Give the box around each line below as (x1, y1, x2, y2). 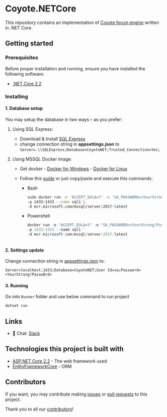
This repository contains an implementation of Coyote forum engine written (5, 19, 159, 25)
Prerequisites (5, 54, 38, 61)
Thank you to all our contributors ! (5, 406, 74, 412)
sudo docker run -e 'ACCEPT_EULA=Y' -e (27, 195, 110, 200)
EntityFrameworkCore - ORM (12, 363, 72, 369)
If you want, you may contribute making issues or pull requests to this (5, 391, 148, 397)
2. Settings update (5, 247, 44, 253)
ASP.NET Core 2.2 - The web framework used (12, 358, 107, 364)
